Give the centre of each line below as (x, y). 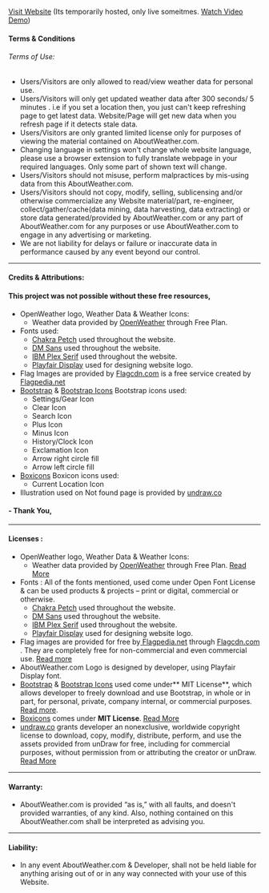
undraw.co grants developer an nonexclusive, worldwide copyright (130, 727)
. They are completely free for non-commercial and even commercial (133, 650)
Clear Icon (49, 407)
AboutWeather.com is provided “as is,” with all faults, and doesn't (128, 805)
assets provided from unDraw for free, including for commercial (125, 744)
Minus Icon (50, 432)
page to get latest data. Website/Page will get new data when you (128, 115)
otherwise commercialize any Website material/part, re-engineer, (127, 200)
